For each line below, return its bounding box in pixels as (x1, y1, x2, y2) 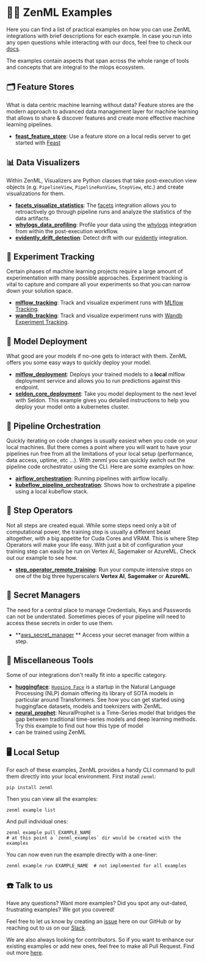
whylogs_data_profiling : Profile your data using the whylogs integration (15, 221, 197, 228)
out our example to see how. (6, 554, 78, 561)
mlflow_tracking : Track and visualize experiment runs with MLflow (15, 299, 184, 306)
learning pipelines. (6, 120, 53, 128)
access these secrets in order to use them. (6, 619, 114, 626)
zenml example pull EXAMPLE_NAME (6, 830, 92, 836)
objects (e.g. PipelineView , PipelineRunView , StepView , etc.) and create (6, 183, 184, 190)
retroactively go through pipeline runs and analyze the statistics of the (15, 208, 192, 215)
